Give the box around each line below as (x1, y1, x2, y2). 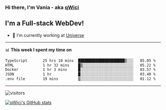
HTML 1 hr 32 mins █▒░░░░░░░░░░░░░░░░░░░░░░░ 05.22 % (5, 63, 156, 68)
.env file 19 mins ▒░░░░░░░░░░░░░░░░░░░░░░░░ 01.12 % (5, 76, 156, 81)
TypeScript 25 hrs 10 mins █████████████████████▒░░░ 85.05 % (5, 58, 156, 63)
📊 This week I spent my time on (5, 46, 72, 53)
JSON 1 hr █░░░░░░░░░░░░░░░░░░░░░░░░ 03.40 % (5, 72, 156, 77)
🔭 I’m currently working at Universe (12, 32, 84, 38)
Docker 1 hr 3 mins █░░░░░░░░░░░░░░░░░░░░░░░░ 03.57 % (5, 67, 156, 73)
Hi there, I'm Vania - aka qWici (5, 4, 79, 11)
